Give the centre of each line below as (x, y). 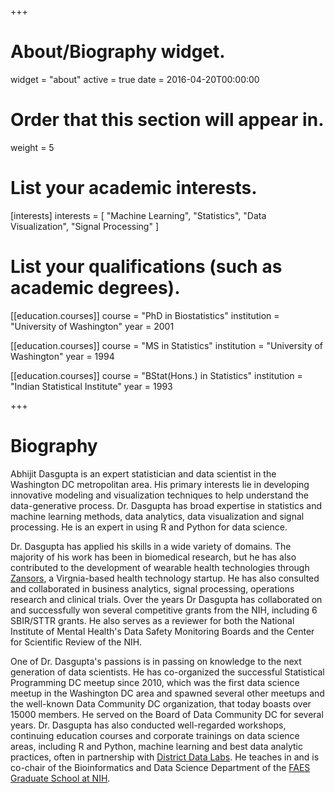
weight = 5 (32, 147)
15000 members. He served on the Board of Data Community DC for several (167, 714)
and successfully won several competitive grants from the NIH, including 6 (164, 610)
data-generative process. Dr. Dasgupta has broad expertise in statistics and (166, 505)
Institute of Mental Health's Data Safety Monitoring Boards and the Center (162, 631)
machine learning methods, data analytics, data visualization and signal (157, 516)
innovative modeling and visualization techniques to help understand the (159, 495)
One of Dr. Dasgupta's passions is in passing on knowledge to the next (156, 661)
